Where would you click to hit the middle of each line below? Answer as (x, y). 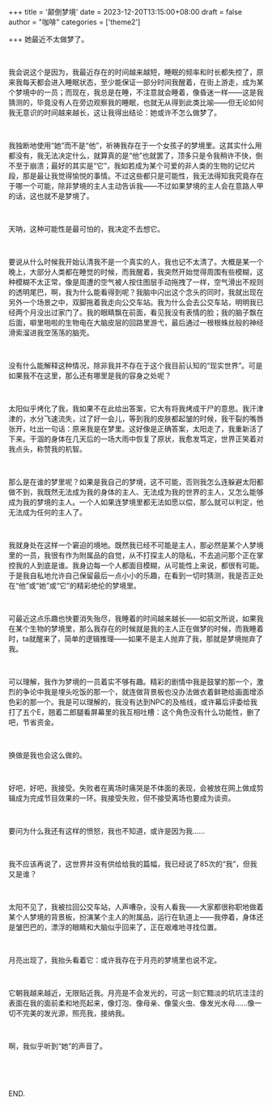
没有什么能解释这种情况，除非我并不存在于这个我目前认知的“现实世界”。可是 (136, 365)
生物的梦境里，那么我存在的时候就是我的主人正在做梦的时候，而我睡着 (147, 629)
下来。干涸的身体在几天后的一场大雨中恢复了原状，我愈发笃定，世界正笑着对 (136, 439)
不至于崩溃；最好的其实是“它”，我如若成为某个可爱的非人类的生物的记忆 (129, 166)
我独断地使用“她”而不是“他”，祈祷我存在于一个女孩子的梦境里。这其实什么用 (135, 145)
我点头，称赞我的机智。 (47, 449)
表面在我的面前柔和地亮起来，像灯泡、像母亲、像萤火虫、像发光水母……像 (132, 1003)
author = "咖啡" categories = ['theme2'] (74, 22)
